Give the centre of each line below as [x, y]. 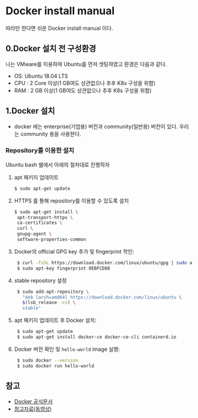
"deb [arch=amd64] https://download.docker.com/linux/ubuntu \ [102, 297]
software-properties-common [52, 240]
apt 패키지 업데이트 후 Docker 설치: [55, 320]
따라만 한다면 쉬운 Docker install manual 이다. [60, 28]
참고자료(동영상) [33, 408]
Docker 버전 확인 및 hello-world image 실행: [67, 349]
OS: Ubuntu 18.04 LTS [41, 76]
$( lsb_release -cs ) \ [49, 303]
